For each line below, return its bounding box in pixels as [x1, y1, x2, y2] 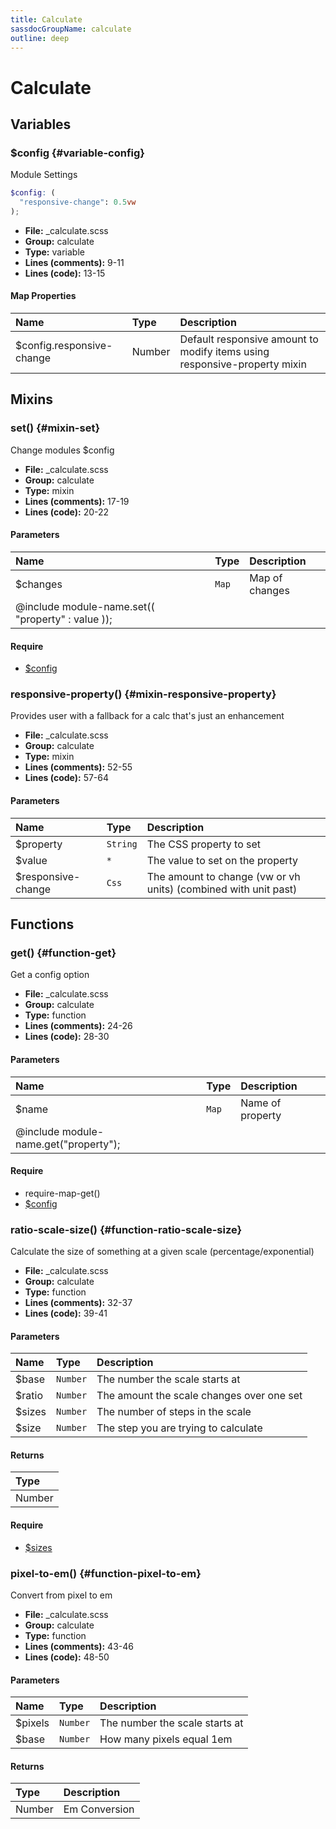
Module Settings [10, 169, 78, 181]
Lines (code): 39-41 [24, 1307, 108, 1320]
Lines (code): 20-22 [24, 506, 110, 518]
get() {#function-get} [10, 946, 117, 960]
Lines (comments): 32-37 [24, 1297, 133, 1309]
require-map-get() [24, 1187, 101, 1199]
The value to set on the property [146, 853, 299, 867]
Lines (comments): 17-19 [24, 495, 130, 507]
